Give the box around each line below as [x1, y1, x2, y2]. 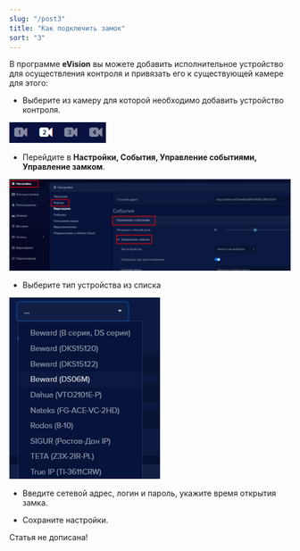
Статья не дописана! [9, 531, 88, 542]
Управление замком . [21, 162, 105, 172]
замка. [21, 497, 48, 508]
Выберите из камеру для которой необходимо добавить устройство [21, 95, 284, 106]
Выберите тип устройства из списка [21, 280, 162, 290]
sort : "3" [9, 33, 46, 42]
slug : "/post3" [9, 14, 66, 23]
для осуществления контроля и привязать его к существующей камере [9, 68, 284, 79]
